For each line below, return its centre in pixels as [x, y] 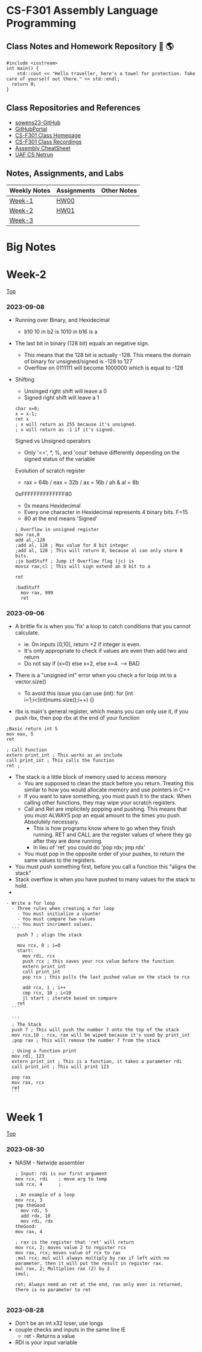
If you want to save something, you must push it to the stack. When [108, 796]
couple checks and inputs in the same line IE [70, 1329]
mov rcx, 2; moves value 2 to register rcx [71, 1247]
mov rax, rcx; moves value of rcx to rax [68, 1253]
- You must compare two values [56, 919]
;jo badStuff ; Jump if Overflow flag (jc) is [74, 561]
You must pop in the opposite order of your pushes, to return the [104, 854]
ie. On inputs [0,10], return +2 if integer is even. [82, 644]
